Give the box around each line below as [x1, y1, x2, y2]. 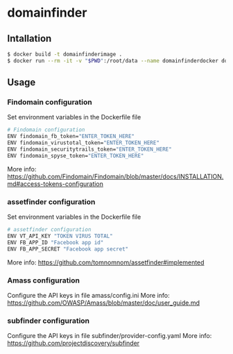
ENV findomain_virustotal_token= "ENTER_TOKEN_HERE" [7, 140, 159, 146]
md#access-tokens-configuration [7, 179, 104, 188]
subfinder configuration [7, 316, 90, 326]
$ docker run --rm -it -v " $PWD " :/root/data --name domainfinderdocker [7, 57, 218, 64]
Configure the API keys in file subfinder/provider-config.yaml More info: [7, 332, 212, 340]
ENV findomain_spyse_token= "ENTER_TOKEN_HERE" [7, 152, 144, 159]
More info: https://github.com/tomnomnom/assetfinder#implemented [7, 258, 205, 267]
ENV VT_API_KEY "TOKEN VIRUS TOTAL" [7, 233, 113, 239]
